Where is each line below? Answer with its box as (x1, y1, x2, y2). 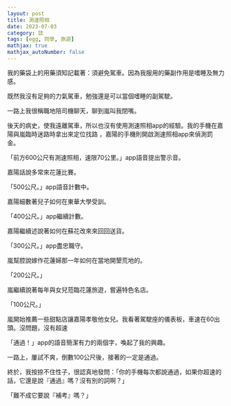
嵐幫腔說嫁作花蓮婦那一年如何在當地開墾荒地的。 (7, 256, 146, 264)
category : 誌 (7, 29, 43, 37)
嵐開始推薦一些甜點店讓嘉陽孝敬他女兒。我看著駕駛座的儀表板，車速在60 (7, 315, 214, 323)
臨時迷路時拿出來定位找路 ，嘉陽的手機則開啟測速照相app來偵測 (25, 129, 207, 138)
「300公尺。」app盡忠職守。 (7, 241, 88, 250)
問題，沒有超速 (25, 323, 68, 332)
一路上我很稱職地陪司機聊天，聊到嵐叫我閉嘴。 (7, 107, 140, 115)
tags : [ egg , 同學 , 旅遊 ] (7, 36, 74, 43)
